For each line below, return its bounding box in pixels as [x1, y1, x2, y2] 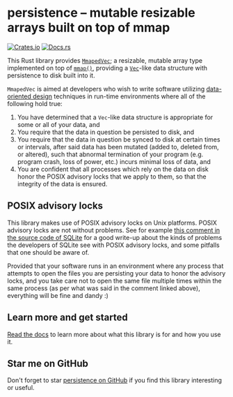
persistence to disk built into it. [7, 71, 95, 80]
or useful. [7, 384, 35, 392]
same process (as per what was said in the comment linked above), [7, 284, 200, 292]
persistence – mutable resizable [7, 5, 196, 21]
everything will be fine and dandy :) [7, 291, 109, 299]
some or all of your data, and [17, 120, 100, 128]
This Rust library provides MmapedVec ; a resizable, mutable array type [7, 56, 203, 64]
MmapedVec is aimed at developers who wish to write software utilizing [7, 84, 205, 93]
